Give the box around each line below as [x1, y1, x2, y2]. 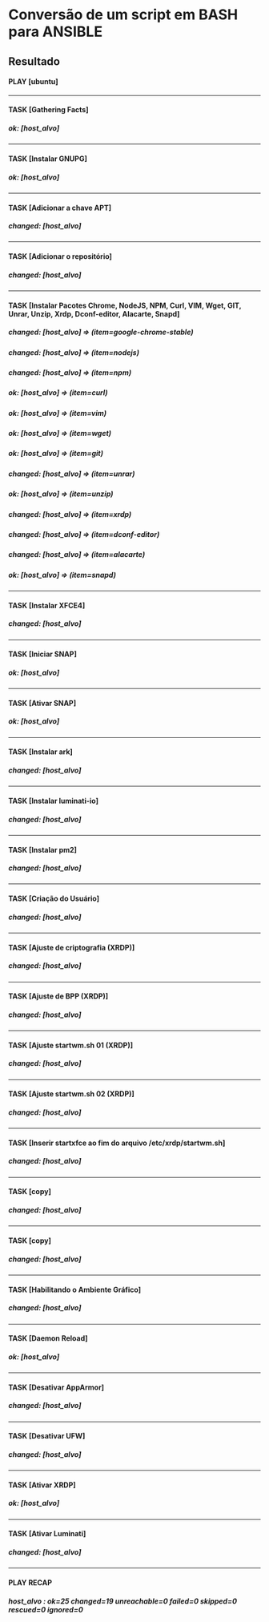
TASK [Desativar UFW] [8, 1431, 86, 1441]
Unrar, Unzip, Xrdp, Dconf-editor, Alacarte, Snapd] [8, 309, 180, 318]
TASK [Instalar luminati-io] [8, 796, 98, 805]
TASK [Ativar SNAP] [8, 698, 77, 708]
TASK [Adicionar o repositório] [8, 252, 112, 261]
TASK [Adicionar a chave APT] [8, 203, 112, 212]
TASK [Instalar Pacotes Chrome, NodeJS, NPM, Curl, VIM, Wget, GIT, [8, 301, 242, 310]
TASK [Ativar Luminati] [8, 1529, 86, 1539]
